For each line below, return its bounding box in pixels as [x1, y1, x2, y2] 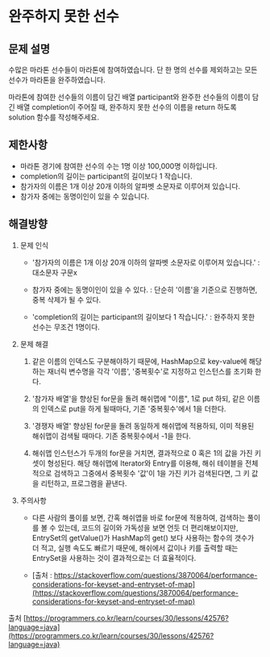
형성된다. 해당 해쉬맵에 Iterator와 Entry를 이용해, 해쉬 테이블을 [47, 458, 243, 468]
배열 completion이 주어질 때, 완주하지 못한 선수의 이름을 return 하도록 [16, 103, 237, 111]
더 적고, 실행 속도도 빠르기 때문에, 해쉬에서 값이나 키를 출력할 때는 [31, 542, 239, 553]
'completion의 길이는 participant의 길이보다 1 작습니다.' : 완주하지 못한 [31, 312, 255, 321]
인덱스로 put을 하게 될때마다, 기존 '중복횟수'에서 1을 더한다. [40, 404, 226, 413]
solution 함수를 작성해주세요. [8, 112, 99, 122]
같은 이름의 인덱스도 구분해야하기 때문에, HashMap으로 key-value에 [31, 356, 247, 366]
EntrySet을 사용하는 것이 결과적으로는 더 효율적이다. [31, 553, 197, 563]
